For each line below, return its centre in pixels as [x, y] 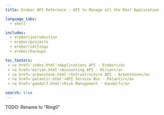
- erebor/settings [29, 47]
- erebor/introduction [34, 37]
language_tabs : [21, 19]
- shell [18, 24]
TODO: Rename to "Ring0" [33, 107]
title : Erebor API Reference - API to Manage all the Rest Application [82, 10]
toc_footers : [19, 60]
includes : [16, 33]
